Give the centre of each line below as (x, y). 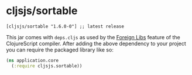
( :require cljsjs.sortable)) (47, 66)
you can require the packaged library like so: (60, 50)
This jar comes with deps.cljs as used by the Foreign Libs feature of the (93, 37)
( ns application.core (32, 60)
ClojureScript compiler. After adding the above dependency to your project (96, 43)
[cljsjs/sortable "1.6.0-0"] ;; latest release (65, 26)
